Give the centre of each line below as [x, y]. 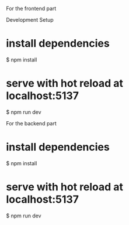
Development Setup [30, 20]
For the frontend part [31, 8]
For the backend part [31, 123]
